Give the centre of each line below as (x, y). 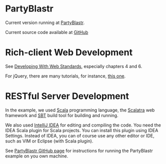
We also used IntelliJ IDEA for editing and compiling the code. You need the (83, 125)
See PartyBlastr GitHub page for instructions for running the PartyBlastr (79, 150)
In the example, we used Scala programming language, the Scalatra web (80, 110)
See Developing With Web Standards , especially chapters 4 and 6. (74, 66)
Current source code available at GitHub (47, 32)
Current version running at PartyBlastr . (45, 22)
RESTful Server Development (67, 96)
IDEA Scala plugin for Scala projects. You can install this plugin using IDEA (82, 130)
